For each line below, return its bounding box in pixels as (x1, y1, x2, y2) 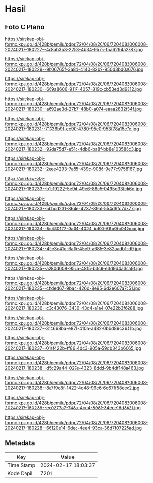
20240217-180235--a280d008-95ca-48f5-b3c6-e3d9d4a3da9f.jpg (5, 266, 143, 271)
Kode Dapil (7, 470, 33, 477)
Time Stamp (7, 462, 36, 469)
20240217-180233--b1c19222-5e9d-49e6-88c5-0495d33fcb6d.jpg (5, 186, 142, 192)
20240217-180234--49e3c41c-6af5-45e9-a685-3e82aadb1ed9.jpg (5, 246, 142, 251)
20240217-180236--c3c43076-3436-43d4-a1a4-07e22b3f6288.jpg (5, 305, 143, 311)
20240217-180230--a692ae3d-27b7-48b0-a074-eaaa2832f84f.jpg (5, 106, 142, 112)
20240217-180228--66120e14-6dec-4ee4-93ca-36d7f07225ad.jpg (5, 425, 142, 431)
